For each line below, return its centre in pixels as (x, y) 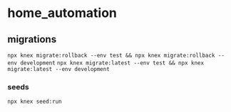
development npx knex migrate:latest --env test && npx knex (112, 63)
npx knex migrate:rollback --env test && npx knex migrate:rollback (111, 55)
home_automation (62, 13)
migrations (32, 39)
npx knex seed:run (35, 102)
